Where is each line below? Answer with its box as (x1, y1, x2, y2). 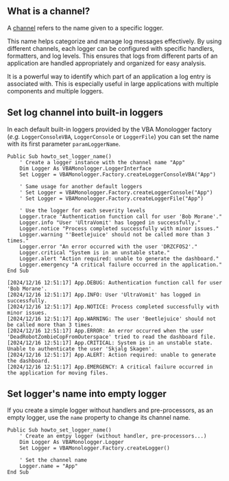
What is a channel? (7, 5, 91, 17)
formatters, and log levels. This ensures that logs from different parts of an (7, 52, 218, 60)
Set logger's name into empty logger (7, 388, 167, 400)
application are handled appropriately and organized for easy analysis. (7, 58, 206, 67)
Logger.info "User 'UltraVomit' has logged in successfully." (19, 219, 201, 226)
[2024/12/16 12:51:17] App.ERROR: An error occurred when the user (7, 327, 204, 334)
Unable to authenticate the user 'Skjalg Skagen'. (7, 345, 155, 353)
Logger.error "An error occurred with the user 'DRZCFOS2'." (19, 243, 197, 250)
